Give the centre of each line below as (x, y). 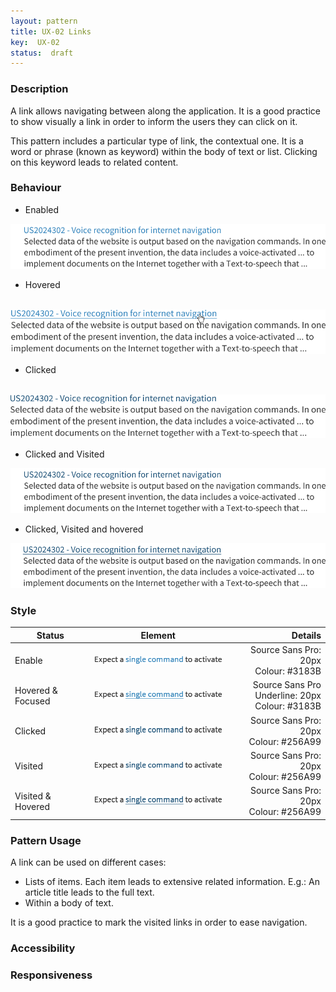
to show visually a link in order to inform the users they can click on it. (154, 121)
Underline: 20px (288, 696)
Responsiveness (51, 975)
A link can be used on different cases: (88, 862)
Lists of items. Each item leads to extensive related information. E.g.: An (172, 881)
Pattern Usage (46, 840)
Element (158, 635)
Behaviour (36, 188)
